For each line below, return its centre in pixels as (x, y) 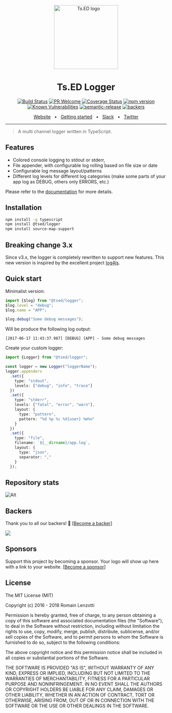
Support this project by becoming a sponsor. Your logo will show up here (82, 561)
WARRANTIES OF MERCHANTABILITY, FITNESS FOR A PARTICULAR (78, 678)
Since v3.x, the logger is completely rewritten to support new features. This (85, 257)
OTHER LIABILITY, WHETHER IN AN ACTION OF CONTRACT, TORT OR (80, 695)
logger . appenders (24, 371)
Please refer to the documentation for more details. (59, 192)
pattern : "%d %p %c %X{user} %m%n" (57, 419)
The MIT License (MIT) (29, 595)
